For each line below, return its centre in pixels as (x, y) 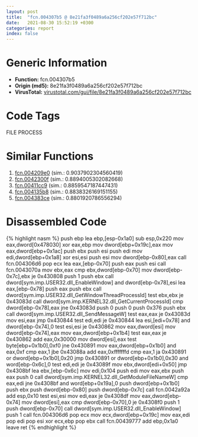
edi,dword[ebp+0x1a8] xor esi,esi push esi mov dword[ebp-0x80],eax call (96, 257)
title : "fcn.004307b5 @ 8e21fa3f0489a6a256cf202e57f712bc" (82, 17)
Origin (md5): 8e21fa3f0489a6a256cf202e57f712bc (79, 86)
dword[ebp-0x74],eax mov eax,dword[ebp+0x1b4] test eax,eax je (86, 333)
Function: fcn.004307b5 (45, 79)
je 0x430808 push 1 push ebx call (73, 276)
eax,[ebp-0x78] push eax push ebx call (54, 289)
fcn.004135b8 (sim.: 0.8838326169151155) (66, 192)
